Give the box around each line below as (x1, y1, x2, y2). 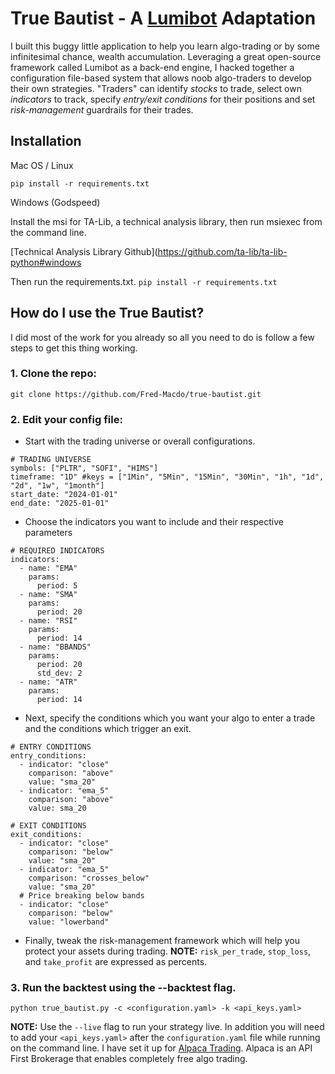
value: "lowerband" (28, 917, 110, 927)
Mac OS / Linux (10, 159, 74, 171)
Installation (10, 133, 82, 150)
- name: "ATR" (19, 677, 78, 687)
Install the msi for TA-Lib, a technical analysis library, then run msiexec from (10, 215, 323, 227)
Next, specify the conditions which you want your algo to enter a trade (24, 712, 316, 724)
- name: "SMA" (19, 590, 78, 600)
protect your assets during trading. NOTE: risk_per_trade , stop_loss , (24, 945, 312, 957)
